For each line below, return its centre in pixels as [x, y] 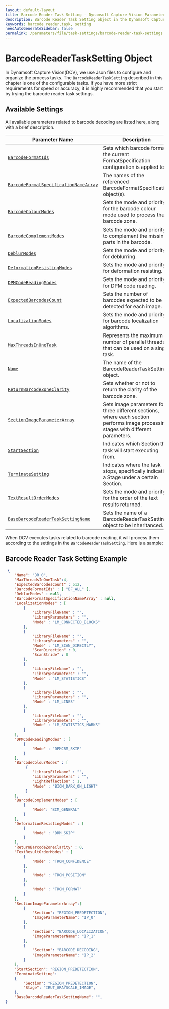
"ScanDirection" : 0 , [55, 650]
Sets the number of [125, 294]
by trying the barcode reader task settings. [50, 93]
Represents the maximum [133, 335]
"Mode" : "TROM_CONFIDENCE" [62, 861]
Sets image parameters [130, 404]
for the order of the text [131, 498]
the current [116, 154]
